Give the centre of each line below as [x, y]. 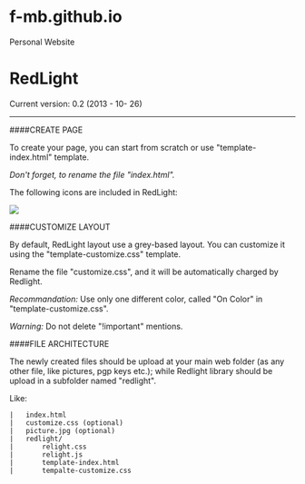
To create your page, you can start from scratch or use [112, 147]
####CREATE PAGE [46, 130]
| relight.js [46, 454]
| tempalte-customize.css [70, 470]
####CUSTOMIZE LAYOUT [60, 227]
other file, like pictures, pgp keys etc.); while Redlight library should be [141, 370]
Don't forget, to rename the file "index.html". [92, 174]
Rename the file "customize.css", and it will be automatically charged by [144, 272]
